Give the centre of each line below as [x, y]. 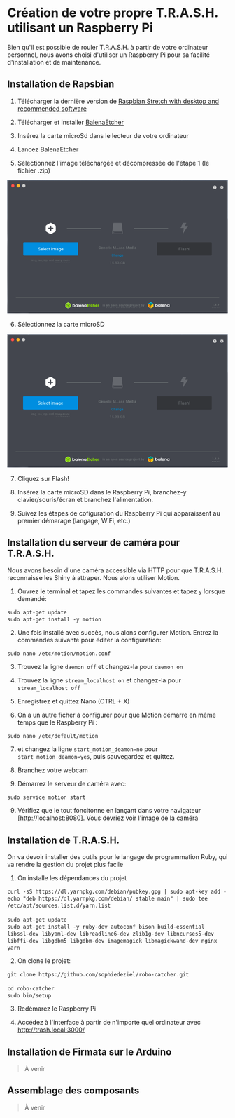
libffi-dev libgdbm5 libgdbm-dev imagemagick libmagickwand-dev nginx [112, 941]
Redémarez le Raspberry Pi [57, 1009]
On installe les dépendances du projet [72, 878]
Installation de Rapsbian [61, 85]
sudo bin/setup [29, 996]
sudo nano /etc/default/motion [53, 736]
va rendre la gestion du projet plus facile [65, 865]
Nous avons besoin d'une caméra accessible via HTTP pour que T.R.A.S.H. [115, 570]
